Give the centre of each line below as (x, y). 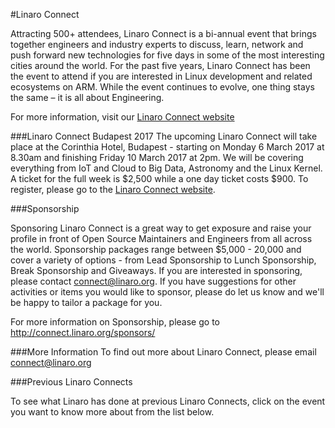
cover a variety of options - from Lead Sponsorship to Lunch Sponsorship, (163, 260)
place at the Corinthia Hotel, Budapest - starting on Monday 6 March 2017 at (167, 147)
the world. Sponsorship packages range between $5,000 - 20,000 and (156, 249)
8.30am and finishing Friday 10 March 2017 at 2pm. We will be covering (157, 157)
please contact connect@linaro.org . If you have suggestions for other (153, 281)
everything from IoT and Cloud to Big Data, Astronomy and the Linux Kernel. (166, 168)
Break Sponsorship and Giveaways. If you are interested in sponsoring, (156, 270)
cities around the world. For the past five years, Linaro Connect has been (160, 65)
